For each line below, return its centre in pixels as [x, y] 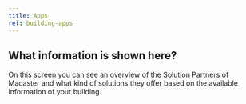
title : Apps [28, 16]
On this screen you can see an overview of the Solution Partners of [119, 75]
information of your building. [55, 92]
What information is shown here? [93, 56]
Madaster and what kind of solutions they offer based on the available [123, 83]
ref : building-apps [41, 23]
